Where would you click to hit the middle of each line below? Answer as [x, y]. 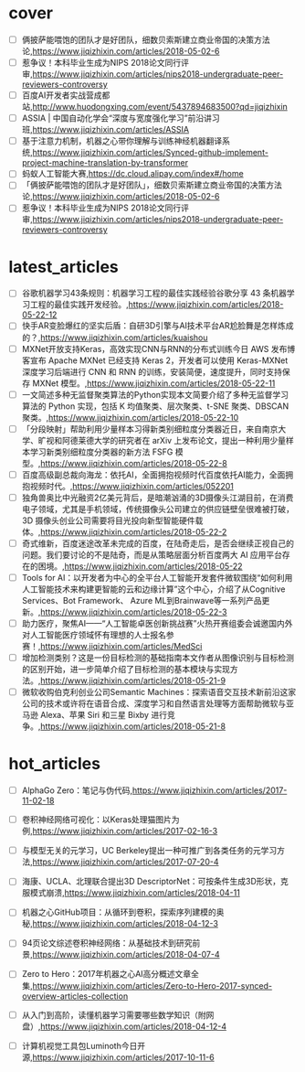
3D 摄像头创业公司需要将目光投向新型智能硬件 [108, 520]
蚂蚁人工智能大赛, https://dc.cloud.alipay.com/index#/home [132, 174]
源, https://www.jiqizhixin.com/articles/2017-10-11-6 [118, 1057]
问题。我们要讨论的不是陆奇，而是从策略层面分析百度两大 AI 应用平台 [152, 554]
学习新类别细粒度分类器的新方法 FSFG [101, 452]
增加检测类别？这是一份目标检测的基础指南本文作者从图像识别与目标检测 [158, 658]
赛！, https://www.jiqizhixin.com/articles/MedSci [112, 646]
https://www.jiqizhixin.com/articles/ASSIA [110, 130]
